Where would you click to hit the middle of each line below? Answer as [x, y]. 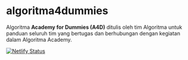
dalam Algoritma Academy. [39, 39]
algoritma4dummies [57, 11]
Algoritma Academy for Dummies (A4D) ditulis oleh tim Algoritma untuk [94, 27]
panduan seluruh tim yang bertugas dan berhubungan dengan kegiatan [93, 33]
